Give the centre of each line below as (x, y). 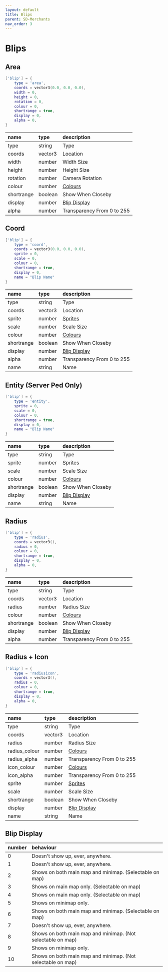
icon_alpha (20, 775)
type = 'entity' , (32, 401)
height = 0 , (26, 97)
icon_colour (21, 767)
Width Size (75, 162)
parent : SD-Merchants (28, 19)
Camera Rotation (82, 178)
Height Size (76, 170)
